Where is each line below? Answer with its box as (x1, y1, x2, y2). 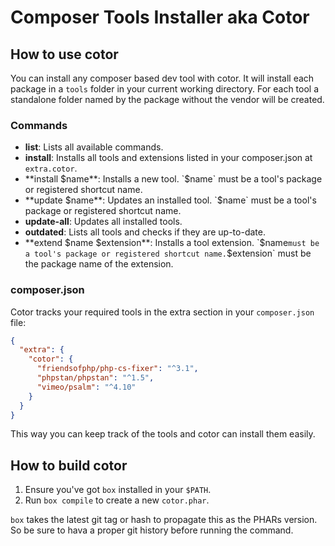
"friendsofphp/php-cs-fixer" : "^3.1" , (36, 364, 199, 374)
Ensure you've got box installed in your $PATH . (24, 484, 212, 496)
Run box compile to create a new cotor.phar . (24, 494, 210, 506)
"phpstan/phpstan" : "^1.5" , (36, 373, 155, 383)
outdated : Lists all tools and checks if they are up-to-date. (24, 226, 266, 238)
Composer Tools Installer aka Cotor (10, 6, 310, 29)
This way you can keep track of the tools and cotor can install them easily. (10, 428, 316, 440)
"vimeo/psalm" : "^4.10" (36, 382, 137, 392)
